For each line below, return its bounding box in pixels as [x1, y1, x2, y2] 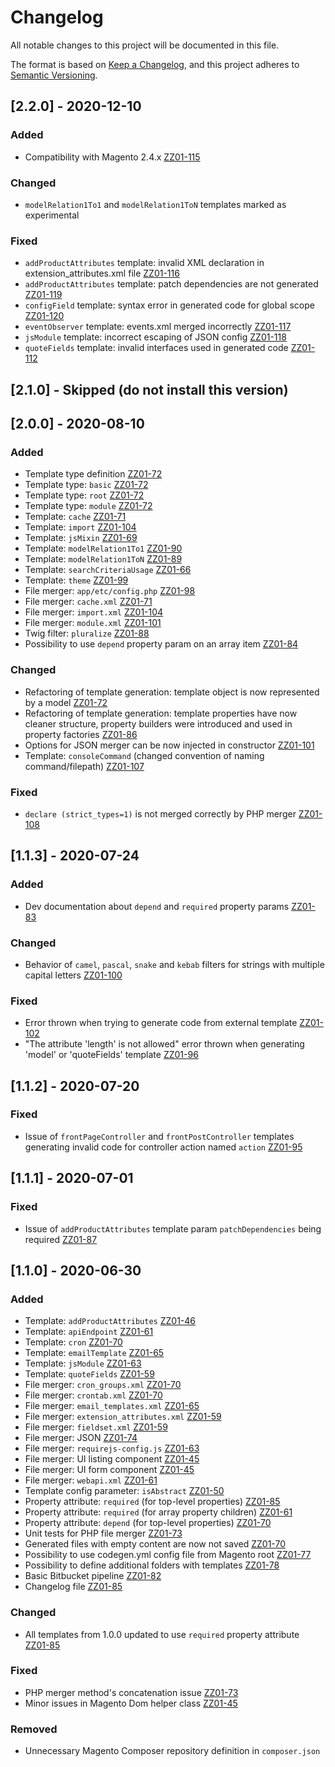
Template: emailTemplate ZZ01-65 [24, 1347, 165, 1359]
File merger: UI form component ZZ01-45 [24, 1464, 195, 1476]
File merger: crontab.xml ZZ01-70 [24, 1389, 163, 1401]
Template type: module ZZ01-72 [24, 500, 153, 512]
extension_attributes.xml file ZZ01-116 [24, 267, 180, 280]
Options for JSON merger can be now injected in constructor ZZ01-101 [24, 739, 315, 751]
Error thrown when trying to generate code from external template [24, 1017, 298, 1029]
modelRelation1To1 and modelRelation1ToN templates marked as [24, 198, 287, 210]
